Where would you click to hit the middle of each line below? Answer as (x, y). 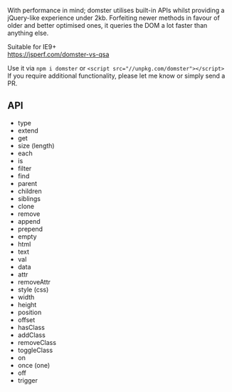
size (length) (36, 145)
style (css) (33, 289)
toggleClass (35, 350)
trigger (27, 380)
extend (28, 130)
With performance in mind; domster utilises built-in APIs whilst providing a (116, 10)
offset (26, 319)
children (30, 191)
